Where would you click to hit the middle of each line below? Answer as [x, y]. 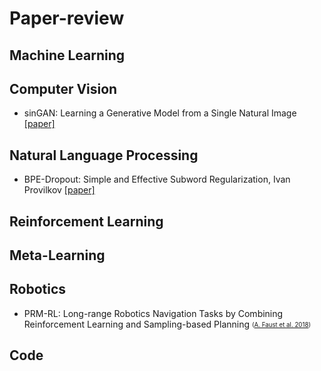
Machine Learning [67, 55]
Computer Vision [63, 88]
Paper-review [67, 18]
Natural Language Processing [104, 155]
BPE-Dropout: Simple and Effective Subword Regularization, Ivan [157, 179]
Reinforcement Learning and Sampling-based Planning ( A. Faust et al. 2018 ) [167, 324]
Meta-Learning [57, 255]
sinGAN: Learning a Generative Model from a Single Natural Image [160, 113]
